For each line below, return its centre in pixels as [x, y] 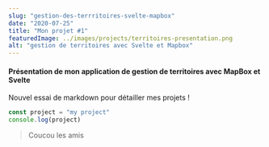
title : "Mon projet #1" [48, 31]
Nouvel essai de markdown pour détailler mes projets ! [99, 98]
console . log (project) [45, 120]
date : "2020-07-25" [41, 23]
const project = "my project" [59, 112]
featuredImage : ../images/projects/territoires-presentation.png [120, 38]
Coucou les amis [56, 135]
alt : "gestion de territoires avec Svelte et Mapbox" [101, 46]
